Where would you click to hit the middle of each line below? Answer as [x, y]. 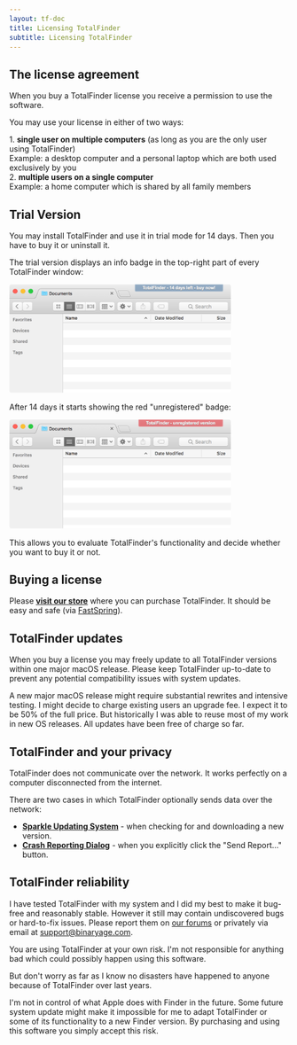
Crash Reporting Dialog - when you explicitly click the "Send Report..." [152, 845]
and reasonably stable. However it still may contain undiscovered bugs [155, 913]
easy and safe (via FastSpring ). [66, 611]
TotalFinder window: [47, 272]
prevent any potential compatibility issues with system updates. [125, 679]
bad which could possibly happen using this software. [108, 958]
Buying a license [56, 579]
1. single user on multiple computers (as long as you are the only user [138, 140]
